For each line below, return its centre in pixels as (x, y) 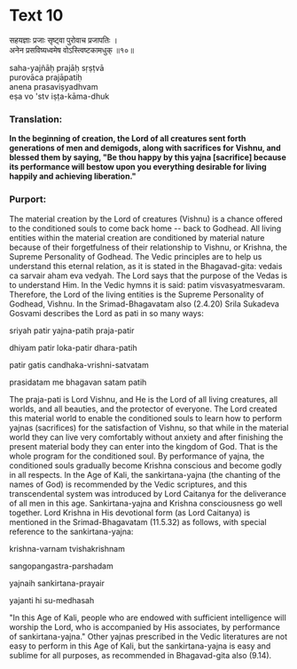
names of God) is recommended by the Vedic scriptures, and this (128, 484)
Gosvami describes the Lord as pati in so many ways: (106, 313)
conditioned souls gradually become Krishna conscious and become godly (145, 465)
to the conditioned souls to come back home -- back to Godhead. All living (145, 228)
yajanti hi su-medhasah (52, 600)
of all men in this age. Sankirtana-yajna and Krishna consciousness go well (146, 503)
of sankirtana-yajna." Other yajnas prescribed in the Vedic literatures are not (148, 636)
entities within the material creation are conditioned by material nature (137, 237)
